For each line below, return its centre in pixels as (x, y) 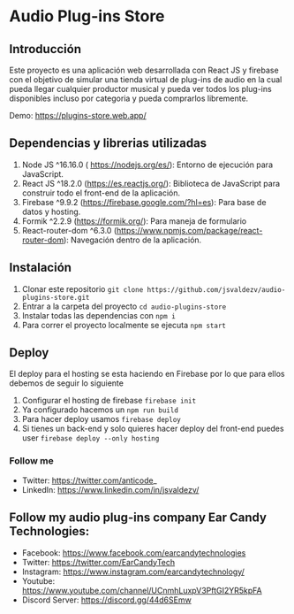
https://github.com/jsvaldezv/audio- (216, 289)
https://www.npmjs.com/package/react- (189, 230)
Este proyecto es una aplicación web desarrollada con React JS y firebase (144, 70)
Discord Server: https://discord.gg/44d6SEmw (106, 600)
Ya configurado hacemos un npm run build (100, 410)
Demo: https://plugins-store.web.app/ (78, 115)
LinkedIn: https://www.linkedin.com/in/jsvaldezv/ (110, 489)
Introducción (45, 49)
